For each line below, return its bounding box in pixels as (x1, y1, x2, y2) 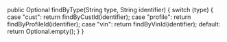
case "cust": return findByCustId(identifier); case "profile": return (7, 13, 191, 21)
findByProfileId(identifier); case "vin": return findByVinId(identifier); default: (7, 20, 221, 28)
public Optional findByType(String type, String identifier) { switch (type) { (7, 6, 214, 14)
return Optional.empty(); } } (7, 27, 84, 35)
